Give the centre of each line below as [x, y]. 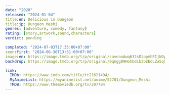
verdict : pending [24, 38]
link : [11, 70]
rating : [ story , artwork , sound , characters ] [51, 33]
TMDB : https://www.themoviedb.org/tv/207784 [57, 85]
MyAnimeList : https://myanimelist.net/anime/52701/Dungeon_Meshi [80, 80]
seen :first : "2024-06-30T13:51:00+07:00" [50, 52]
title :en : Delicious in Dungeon [39, 19]
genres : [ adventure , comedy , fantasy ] [46, 29]
